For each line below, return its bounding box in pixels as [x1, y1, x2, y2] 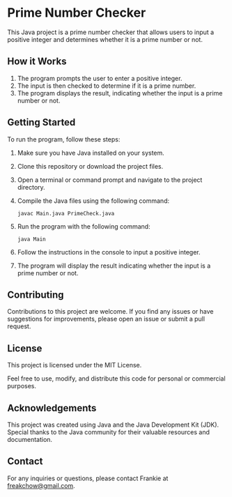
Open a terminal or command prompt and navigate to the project [17, 176, 203, 184]
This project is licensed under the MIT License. [7, 361, 142, 369]
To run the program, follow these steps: [7, 135, 121, 144]
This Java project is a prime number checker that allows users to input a [7, 28, 215, 36]
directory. [17, 183, 45, 191]
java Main [17, 236, 47, 243]
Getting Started [7, 116, 76, 128]
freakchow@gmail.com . [7, 481, 75, 489]
